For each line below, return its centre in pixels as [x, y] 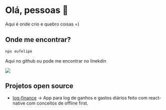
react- [155, 98]
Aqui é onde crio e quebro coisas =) [42, 24]
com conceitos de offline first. [57, 103]
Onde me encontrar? [38, 40]
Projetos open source [39, 86]
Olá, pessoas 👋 [37, 10]
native [19, 103]
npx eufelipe [19, 51]
